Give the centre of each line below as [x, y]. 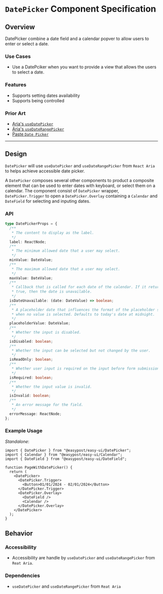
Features [16, 85]
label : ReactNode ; [28, 242]
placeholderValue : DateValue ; [40, 323]
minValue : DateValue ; [31, 260]
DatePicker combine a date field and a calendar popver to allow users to [77, 38]
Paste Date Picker [30, 134]
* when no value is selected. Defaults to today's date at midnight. [83, 314]
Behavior [19, 533]
